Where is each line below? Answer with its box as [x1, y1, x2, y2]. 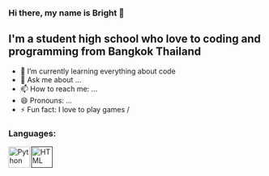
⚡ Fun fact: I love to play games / [19, 104, 130, 114]
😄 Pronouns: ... [19, 95, 73, 105]
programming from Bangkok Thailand [8, 44, 201, 59]
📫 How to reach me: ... [19, 84, 98, 94]
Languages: [8, 128, 57, 139]
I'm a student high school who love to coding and [8, 32, 262, 46]
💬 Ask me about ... [19, 74, 82, 84]
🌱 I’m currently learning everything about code [19, 66, 176, 76]
